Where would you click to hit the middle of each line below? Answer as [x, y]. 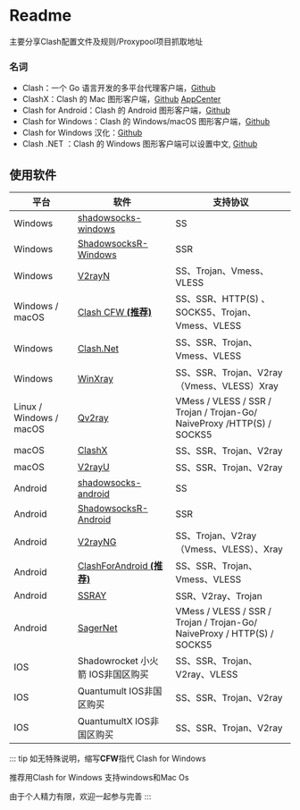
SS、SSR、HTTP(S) [217, 299]
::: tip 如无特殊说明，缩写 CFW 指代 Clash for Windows [108, 759]
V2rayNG [97, 542]
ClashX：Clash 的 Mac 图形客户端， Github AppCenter [121, 99]
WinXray [96, 379]
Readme [41, 16]
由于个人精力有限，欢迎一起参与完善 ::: [80, 797]
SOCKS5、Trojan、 [216, 312]
